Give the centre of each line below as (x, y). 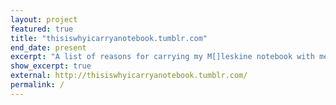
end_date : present (48, 47)
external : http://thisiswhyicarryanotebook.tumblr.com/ (129, 76)
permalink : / (37, 85)
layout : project (44, 19)
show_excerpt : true (51, 66)
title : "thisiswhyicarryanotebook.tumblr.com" (109, 38)
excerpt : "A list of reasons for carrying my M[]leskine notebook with (162, 57)
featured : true (42, 29)
